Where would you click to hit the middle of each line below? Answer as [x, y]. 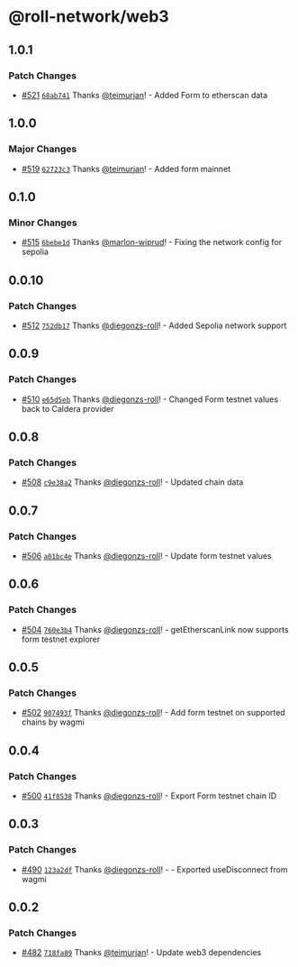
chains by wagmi [53, 722]
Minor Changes [43, 223]
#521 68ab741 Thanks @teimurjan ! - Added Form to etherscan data [144, 95]
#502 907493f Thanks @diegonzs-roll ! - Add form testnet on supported [153, 713]
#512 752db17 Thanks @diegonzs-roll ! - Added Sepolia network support [154, 325]
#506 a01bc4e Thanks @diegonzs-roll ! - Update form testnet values [146, 556]
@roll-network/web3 [89, 17]
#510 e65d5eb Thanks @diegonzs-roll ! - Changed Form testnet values [150, 399]
